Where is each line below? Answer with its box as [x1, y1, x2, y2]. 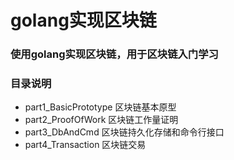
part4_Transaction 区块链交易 [24, 139, 147, 151]
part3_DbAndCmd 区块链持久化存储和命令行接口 [24, 126, 225, 138]
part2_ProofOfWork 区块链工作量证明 [24, 114, 179, 126]
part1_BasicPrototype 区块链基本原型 [24, 101, 177, 113]
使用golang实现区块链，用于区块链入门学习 [10, 47, 219, 61]
